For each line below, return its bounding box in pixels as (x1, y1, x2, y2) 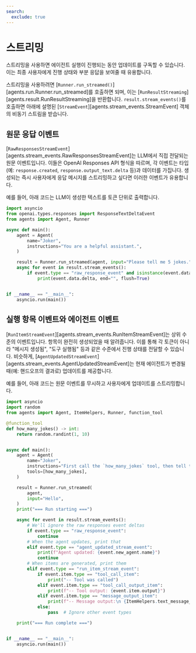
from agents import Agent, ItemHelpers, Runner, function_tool (6, 410, 163, 416)
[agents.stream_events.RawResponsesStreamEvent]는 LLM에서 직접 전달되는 (6, 152, 188, 159)
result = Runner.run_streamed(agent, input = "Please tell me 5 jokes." (16, 259, 192, 265)
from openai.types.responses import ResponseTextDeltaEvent (6, 211, 156, 217)
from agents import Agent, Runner (6, 216, 90, 222)
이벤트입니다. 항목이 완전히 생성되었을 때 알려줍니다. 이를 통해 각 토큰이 (16, 338, 179, 345)
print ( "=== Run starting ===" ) (16, 507, 93, 513)
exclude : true (11, 14, 45, 20)
